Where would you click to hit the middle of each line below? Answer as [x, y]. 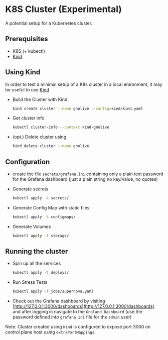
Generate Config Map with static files [51, 207]
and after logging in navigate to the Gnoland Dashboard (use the [77, 312]
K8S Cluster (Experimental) [63, 9]
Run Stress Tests [30, 282]
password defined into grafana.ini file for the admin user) [72, 317]
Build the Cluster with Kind [40, 99]
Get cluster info [28, 118]
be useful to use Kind [27, 89]
